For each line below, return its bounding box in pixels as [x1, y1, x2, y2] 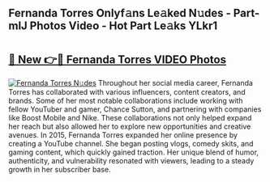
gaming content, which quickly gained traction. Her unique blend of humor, [8, 147, 259, 157]
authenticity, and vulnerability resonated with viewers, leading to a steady [8, 156, 255, 165]
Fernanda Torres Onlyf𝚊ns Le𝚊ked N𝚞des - [8, 6, 231, 20]
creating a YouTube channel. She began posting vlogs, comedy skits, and [8, 139, 254, 148]
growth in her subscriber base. [8, 165, 111, 174]
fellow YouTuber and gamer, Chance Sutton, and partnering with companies [8, 104, 262, 114]
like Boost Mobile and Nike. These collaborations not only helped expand [8, 113, 252, 122]
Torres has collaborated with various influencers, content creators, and [8, 87, 246, 96]
